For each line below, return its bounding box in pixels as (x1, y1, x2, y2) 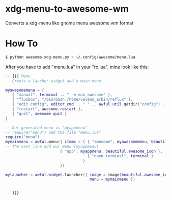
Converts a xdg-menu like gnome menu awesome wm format (5, 20, 134, 26)
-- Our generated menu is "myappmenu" (5, 125, 88, 130)
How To (5, 38, 38, 49)
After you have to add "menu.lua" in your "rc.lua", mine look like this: (5, 64, 149, 70)
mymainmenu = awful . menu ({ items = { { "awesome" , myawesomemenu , (5, 139, 149, 145)
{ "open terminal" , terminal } (87, 153, 154, 158)
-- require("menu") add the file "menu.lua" (5, 130, 101, 135)
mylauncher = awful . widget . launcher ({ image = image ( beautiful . (5, 172, 145, 177)
